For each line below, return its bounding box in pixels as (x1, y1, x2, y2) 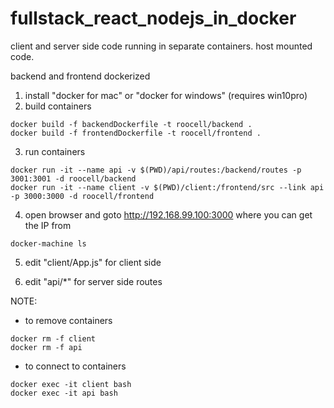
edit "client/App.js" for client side (24, 256, 162, 268)
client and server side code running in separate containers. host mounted (10, 40, 313, 52)
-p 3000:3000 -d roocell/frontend (10, 191, 155, 201)
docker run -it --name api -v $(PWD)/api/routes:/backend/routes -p (10, 165, 302, 175)
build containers (24, 100, 92, 112)
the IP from (24, 219, 72, 231)
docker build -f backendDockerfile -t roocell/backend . (10, 119, 253, 129)
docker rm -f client (10, 333, 97, 344)
